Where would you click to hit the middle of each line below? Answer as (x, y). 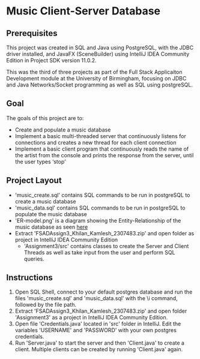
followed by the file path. (46, 305)
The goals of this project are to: (45, 118)
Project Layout (34, 180)
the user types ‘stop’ (40, 161)
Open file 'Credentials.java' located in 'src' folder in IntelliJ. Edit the (98, 324)
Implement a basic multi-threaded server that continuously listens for (100, 136)
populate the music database (51, 214)
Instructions (29, 278)
